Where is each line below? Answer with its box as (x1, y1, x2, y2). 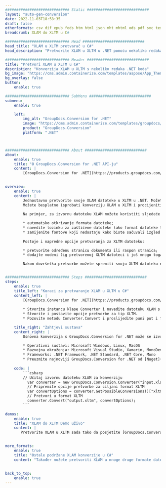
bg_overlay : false (5, 76, 43, 81)
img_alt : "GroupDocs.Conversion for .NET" (23, 117, 112, 122)
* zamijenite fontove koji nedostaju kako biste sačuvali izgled (23, 230, 161, 235)
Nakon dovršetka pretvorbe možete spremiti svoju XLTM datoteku (23, 261, 158, 267)
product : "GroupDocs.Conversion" (23, 125, 92, 131)
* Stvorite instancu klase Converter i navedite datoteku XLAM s (23, 307, 161, 312)
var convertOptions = (27, 389, 72, 394)
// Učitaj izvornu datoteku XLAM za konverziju (23, 375, 123, 380)
